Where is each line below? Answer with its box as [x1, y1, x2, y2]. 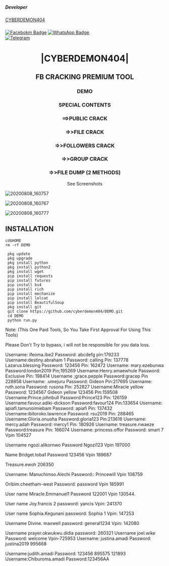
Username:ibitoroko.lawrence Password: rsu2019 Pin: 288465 [5, 410, 134, 416]
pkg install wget [7, 269, 44, 274]
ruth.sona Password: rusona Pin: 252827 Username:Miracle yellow [5, 384, 144, 390]
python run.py [7, 317, 37, 323]
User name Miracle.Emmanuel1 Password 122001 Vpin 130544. [5, 491, 136, 497]
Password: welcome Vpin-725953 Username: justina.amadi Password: [5, 535, 151, 541]
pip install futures [7, 278, 51, 283]
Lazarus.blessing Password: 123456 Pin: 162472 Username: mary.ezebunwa [5, 362, 164, 368]
